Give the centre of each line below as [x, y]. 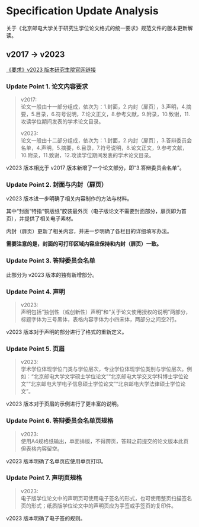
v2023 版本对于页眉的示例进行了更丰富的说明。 [64, 404]
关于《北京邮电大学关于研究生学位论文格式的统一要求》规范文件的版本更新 [97, 28]
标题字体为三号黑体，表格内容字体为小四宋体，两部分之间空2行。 [100, 319]
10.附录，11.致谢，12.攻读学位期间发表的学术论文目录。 [87, 155]
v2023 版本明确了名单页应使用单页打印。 [56, 461]
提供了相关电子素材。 [50, 219]
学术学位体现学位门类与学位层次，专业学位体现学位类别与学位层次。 [104, 369]
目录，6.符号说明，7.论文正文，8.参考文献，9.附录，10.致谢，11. [113, 114]
